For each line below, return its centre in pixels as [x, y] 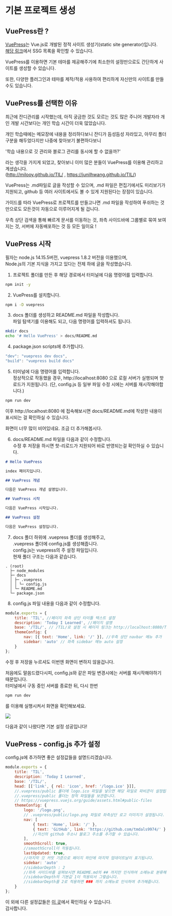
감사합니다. [16, 908]
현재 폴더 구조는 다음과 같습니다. [45, 556]
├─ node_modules [27, 571]
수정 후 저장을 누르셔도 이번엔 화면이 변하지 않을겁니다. [60, 662]
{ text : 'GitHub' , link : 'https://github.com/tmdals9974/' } [99, 829]
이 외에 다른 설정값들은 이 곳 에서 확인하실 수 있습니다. [58, 902]
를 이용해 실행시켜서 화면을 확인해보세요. [46, 706]
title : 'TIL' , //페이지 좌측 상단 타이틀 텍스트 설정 [65, 618]
